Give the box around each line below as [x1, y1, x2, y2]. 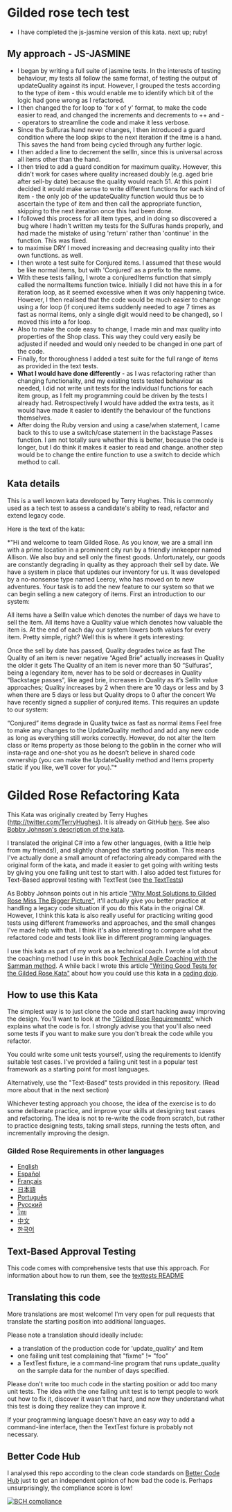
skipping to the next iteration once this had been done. [17, 206, 174, 215]
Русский [17, 1200, 43, 1208]
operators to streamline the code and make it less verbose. [21, 118, 190, 126]
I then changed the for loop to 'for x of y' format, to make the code [17, 103, 207, 112]
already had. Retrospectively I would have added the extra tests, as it [17, 398, 215, 407]
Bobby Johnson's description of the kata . [7, 825, 125, 833]
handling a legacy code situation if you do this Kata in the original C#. [7, 903, 206, 912]
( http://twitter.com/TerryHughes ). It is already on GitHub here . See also [7, 818, 210, 826]
